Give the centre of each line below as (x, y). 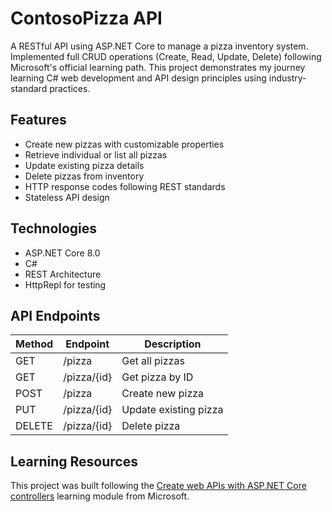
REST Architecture (63, 274)
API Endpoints (55, 315)
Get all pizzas (153, 361)
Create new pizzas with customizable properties (124, 144)
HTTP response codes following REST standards (125, 186)
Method (34, 344)
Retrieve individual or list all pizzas (96, 154)
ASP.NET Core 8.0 (62, 253)
